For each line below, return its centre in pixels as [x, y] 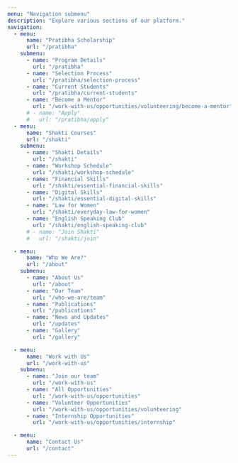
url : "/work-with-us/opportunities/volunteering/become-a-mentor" [133, 107]
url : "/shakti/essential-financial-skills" [98, 185]
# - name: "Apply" [53, 113]
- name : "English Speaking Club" [75, 219]
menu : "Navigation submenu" [49, 14]
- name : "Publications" [61, 304]
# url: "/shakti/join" [63, 239]
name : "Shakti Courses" [61, 133]
